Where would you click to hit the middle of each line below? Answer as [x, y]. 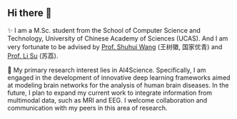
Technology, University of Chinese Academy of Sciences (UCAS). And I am [118, 38]
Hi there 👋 [30, 13]
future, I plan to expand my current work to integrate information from [110, 93]
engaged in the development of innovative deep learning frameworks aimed [119, 77]
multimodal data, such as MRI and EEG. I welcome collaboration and [107, 100]
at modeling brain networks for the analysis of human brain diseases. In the [118, 85]
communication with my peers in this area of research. [87, 108]
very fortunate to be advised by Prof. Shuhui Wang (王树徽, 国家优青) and [115, 46]
